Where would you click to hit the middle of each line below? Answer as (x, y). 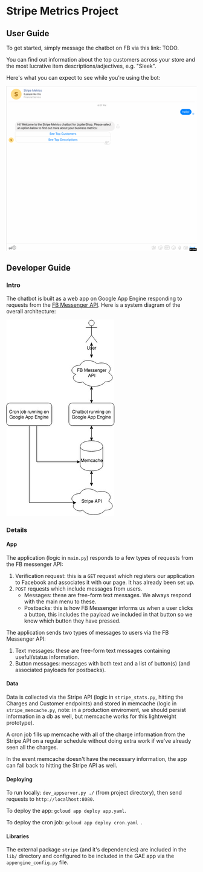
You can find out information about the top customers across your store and (101, 59)
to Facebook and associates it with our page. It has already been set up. (105, 582)
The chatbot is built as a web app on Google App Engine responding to (94, 298)
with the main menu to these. (60, 601)
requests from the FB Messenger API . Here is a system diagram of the (93, 305)
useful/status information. (47, 657)
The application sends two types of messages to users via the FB (88, 632)
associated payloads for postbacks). (60, 670)
